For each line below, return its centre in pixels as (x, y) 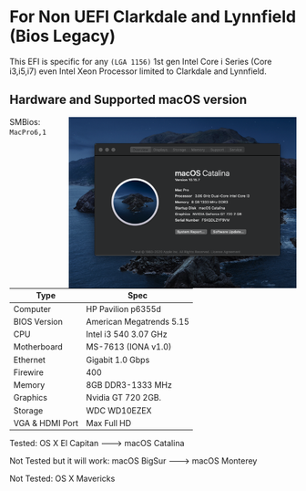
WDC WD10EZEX (119, 410)
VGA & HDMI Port (46, 423)
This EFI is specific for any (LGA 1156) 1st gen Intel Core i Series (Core (141, 61)
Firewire (28, 372)
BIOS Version (38, 321)
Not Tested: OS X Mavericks (62, 479)
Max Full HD (109, 423)
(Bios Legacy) (62, 36)
